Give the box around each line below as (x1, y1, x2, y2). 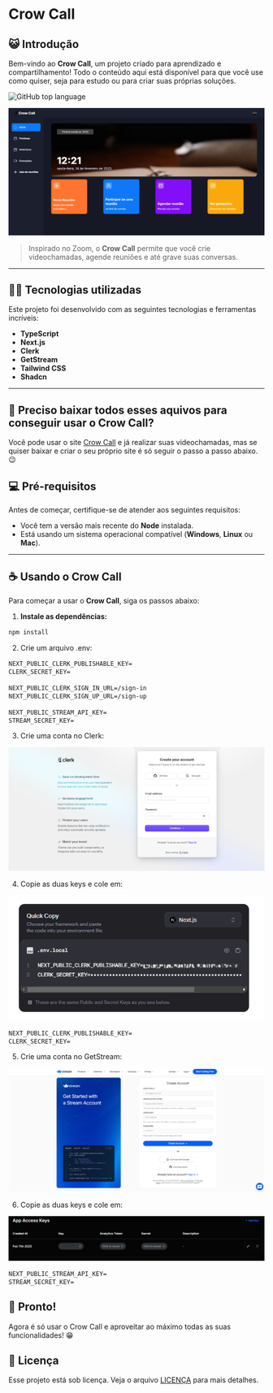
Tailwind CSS (19, 363, 67, 374)
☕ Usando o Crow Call (8, 570, 122, 584)
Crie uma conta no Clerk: (19, 730, 104, 740)
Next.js (19, 338, 46, 348)
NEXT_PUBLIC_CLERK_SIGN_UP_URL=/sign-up (8, 692, 148, 700)
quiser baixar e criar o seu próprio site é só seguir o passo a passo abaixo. (8, 446, 258, 456)
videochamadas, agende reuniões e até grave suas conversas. (28, 252, 238, 262)
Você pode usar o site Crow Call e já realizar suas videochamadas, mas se (8, 438, 258, 448)
